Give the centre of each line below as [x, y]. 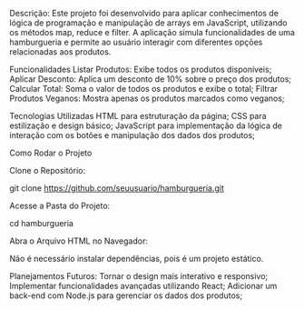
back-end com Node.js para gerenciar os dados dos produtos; [126, 295]
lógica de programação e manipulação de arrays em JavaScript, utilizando [148, 23]
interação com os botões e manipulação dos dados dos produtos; [132, 135]
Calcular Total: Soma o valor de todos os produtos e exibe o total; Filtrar [144, 89]
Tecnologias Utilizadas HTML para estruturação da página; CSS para [138, 116]
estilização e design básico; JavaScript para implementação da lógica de [146, 125]
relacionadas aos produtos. [60, 52]
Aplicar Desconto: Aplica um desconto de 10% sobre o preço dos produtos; [151, 79]
